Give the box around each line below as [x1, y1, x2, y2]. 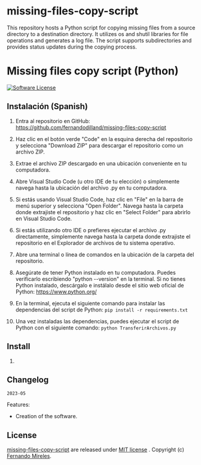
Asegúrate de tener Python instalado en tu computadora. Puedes [15, 269, 176, 276]
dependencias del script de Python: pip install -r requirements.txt [15, 306, 188, 313]
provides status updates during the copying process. [7, 43, 137, 50]
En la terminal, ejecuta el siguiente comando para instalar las [15, 299, 165, 307]
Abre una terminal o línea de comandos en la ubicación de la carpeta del [15, 251, 194, 258]
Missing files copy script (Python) [7, 64, 179, 78]
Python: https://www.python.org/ [15, 288, 98, 295]
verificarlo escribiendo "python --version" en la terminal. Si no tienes [15, 275, 186, 283]
